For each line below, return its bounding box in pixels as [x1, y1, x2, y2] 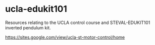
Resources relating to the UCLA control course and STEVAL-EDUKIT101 [5, 20, 150, 25]
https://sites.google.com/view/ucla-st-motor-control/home [5, 34, 125, 40]
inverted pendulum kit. [5, 24, 51, 30]
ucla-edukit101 [5, 3, 67, 15]
